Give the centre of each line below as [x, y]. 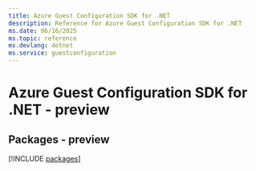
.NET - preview [59, 110]
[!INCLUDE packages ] [45, 159]
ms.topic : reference [43, 38]
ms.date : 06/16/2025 [43, 31]
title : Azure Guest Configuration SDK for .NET [89, 16]
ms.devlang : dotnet [41, 46]
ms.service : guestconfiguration [62, 53]
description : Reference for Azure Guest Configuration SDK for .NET [125, 23]
